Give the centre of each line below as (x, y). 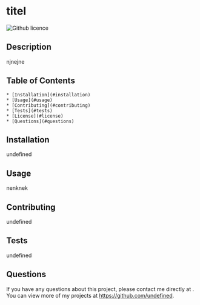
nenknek (17, 188)
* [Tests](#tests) (29, 110)
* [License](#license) (35, 116)
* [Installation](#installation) (48, 95)
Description (29, 47)
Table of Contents (41, 81)
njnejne (15, 61)
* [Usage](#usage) (29, 100)
